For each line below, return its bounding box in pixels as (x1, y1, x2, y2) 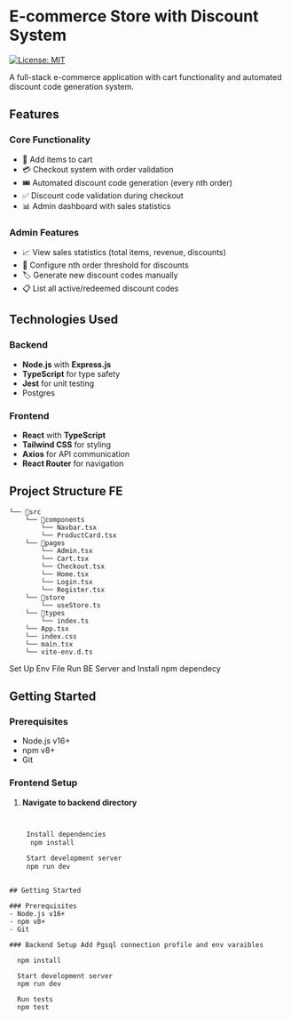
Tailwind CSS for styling (21, 438, 112, 450)
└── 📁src (9, 507, 42, 517)
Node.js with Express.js (21, 358, 112, 370)
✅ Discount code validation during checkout (21, 189, 184, 201)
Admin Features (9, 226, 80, 238)
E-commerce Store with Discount (9, 6, 259, 27)
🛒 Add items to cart (21, 154, 93, 165)
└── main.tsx (25, 639, 74, 648)
